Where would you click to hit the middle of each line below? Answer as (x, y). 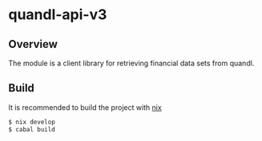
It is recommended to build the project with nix (85, 107)
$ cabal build (32, 129)
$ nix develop (32, 122)
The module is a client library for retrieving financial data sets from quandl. (131, 63)
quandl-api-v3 (58, 15)
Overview (33, 44)
